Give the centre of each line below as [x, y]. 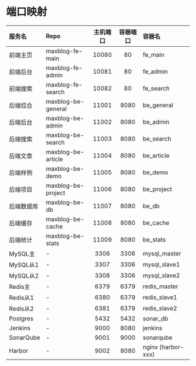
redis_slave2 [160, 308]
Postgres [21, 318]
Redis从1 [21, 298]
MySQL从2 [24, 275]
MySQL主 [22, 254]
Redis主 [20, 286]
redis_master [160, 286]
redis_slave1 [160, 297]
